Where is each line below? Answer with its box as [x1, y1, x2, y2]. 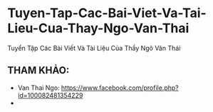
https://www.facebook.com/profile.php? [61, 83, 180, 92]
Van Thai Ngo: [17, 83, 60, 92]
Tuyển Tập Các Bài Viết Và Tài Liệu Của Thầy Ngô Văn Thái [7, 44, 181, 52]
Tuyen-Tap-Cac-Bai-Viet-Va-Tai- [7, 5, 207, 21]
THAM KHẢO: [7, 64, 70, 76]
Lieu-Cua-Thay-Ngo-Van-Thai [7, 20, 189, 36]
